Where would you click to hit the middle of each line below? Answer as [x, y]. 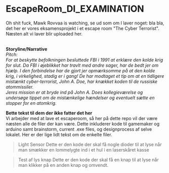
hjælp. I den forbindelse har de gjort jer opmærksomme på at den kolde [80, 70]
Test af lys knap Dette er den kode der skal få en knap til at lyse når [88, 160]
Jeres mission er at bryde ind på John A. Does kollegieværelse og [74, 92]
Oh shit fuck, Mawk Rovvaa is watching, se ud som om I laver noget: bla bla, [85, 23]
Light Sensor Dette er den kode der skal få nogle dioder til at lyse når [90, 144]
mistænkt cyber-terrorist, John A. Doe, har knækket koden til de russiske [82, 81]
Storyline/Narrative [27, 49]
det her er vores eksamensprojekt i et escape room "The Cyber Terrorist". [83, 28]
